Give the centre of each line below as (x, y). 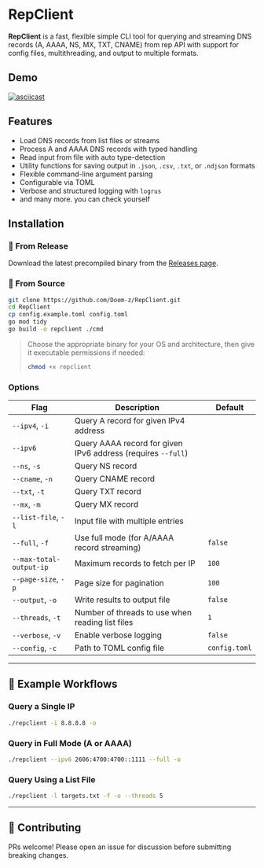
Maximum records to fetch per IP (135, 563)
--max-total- (37, 560)
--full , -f (31, 543)
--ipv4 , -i (31, 426)
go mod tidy (27, 322)
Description (137, 408)
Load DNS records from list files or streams (90, 140)
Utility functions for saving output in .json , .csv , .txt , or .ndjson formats (137, 165)
